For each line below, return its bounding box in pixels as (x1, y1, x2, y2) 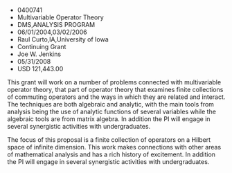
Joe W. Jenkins (17, 50, 61, 58)
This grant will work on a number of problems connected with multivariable (7, 78, 222, 86)
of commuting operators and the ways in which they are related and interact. (7, 93, 226, 101)
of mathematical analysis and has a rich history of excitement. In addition (7, 150, 216, 158)
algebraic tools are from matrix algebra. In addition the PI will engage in (7, 115, 211, 123)
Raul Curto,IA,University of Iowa (17, 35, 109, 44)
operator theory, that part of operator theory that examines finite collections (7, 86, 224, 93)
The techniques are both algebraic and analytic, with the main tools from (7, 100, 215, 108)
